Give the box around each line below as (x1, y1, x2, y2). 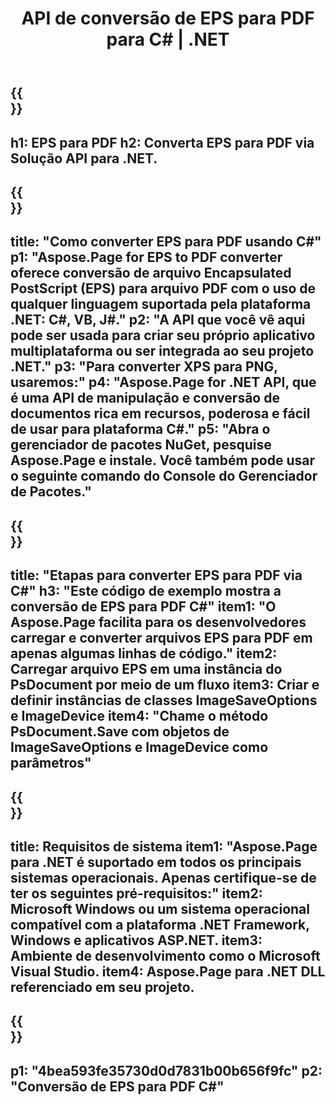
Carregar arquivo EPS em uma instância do (10, 661, 283, 678)
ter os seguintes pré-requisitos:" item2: (10, 885, 263, 902)
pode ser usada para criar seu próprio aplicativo (10, 327, 316, 344)
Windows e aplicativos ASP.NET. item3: (10, 932, 263, 949)
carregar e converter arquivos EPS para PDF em (10, 630, 313, 647)
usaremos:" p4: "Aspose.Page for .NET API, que (10, 374, 317, 391)
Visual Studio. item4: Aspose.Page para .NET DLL (10, 963, 326, 980)
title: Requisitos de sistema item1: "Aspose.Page (10, 838, 318, 855)
